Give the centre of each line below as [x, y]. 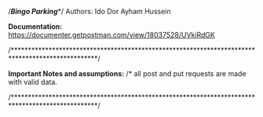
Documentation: [35, 26]
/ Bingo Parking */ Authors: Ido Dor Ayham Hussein [89, 11]
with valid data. [33, 82]
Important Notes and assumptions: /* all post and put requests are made [127, 73]
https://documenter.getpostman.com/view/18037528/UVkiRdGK [112, 35]
